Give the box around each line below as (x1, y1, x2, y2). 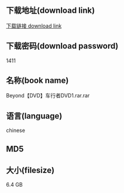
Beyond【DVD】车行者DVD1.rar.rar (6, 92, 90, 99)
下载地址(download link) (6, 5, 95, 16)
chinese (6, 127, 25, 134)
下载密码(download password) (6, 41, 119, 51)
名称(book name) (6, 76, 69, 86)
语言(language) (6, 111, 63, 121)
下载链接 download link (6, 22, 62, 29)
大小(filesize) (6, 165, 54, 175)
